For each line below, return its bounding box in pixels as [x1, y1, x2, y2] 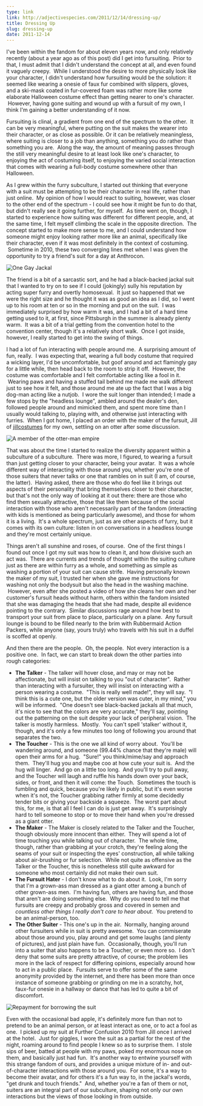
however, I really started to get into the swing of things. [6, 334, 144, 341]
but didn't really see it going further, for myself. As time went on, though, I [6, 207, 192, 214]
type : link [6, 9, 34, 15]
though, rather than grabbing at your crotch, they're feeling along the [15, 844, 188, 851]
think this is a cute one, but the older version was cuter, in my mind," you [15, 695, 197, 702]
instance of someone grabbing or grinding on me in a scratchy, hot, [15, 979, 184, 986]
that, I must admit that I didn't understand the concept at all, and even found [6, 61, 196, 69]
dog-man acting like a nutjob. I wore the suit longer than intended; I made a [6, 391, 196, 398]
